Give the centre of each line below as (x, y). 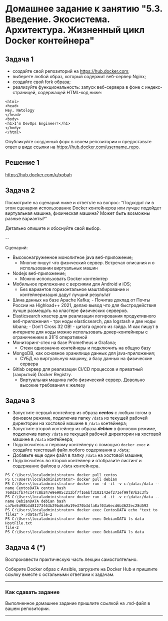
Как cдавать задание (32, 592)
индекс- (153, 87)
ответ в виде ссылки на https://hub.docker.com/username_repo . (72, 147)
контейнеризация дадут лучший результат (65, 294)
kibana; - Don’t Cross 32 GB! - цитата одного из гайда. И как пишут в (85, 327)
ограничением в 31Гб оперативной (50, 337)
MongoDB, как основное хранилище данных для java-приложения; (84, 353)
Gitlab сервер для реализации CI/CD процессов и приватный (78, 369)
